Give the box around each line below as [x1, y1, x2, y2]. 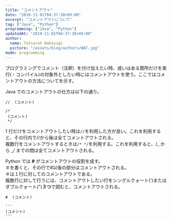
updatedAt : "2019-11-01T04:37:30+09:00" [5, 31, 93, 36]
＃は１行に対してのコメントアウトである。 [5, 170, 95, 177]
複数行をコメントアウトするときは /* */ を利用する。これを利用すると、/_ [5, 141, 160, 147]
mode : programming [5, 50, 45, 55]
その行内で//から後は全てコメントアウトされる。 [14, 134, 116, 140]
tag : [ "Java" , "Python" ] [5, 21, 58, 27]
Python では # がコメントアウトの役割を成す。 [5, 158, 103, 164]
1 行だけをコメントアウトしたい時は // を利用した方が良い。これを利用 [5, 128, 152, 134]
